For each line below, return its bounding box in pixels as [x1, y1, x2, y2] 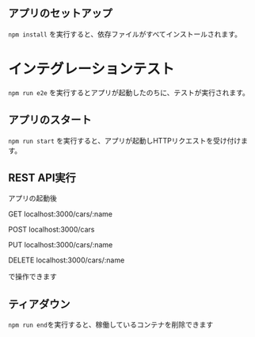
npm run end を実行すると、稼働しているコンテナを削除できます [8, 320, 214, 330]
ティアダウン [8, 297, 70, 311]
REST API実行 [8, 170, 77, 184]
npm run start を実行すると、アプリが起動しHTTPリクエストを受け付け [8, 136, 242, 145]
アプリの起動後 [8, 193, 57, 203]
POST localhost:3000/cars [8, 224, 95, 235]
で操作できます [8, 272, 57, 281]
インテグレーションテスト [8, 60, 175, 78]
